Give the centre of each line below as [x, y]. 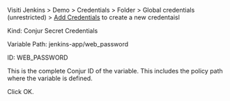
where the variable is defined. [50, 78]
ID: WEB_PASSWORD [38, 57]
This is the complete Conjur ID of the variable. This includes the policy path [115, 71]
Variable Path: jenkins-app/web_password [68, 44]
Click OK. [21, 92]
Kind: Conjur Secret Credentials [53, 31]
